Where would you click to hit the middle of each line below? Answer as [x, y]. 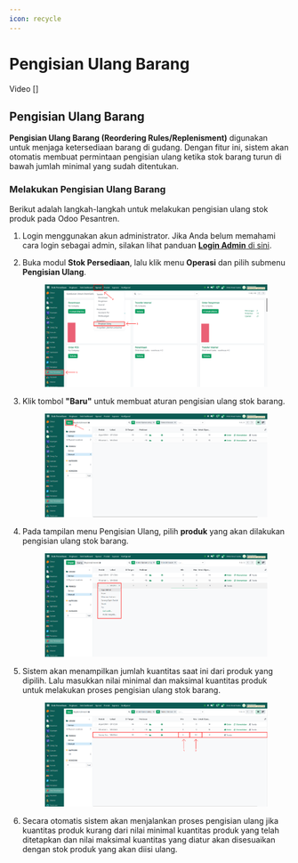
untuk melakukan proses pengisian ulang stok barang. [121, 690]
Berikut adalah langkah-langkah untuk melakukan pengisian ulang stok [139, 208]
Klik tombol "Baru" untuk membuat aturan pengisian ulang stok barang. [153, 401]
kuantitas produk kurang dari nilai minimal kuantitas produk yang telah [151, 830]
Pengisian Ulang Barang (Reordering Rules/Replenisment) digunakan [139, 138]
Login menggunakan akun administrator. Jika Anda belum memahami [149, 235]
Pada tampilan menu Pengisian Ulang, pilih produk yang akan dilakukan [153, 531]
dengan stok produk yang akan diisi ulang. [100, 849]
